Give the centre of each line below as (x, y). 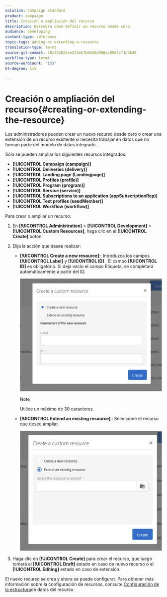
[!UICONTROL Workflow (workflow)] (51, 207)
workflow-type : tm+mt (28, 58)
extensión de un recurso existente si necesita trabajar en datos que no (77, 139)
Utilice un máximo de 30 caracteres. (57, 409)
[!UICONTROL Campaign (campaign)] (52, 164)
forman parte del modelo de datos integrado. (51, 145)
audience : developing (28, 32)
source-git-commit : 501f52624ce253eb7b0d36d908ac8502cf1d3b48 (71, 52)
